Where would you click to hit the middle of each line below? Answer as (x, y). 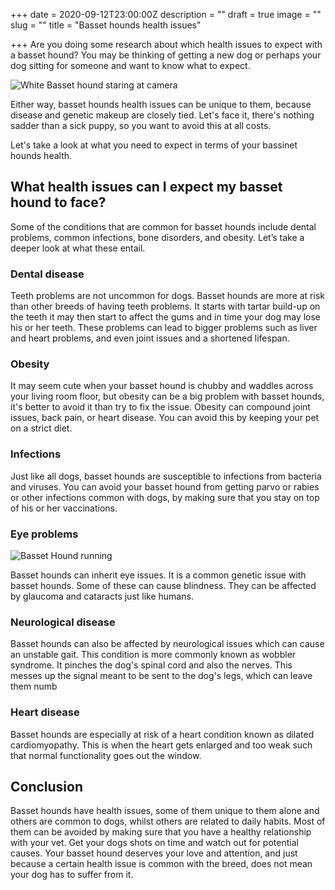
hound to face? (58, 202)
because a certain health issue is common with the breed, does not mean (161, 864)
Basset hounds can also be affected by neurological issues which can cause (167, 644)
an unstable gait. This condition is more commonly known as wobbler (153, 655)
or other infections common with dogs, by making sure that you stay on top (165, 497)
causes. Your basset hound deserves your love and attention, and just (154, 853)
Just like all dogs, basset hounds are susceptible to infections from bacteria (166, 476)
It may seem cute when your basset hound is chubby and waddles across (162, 386)
